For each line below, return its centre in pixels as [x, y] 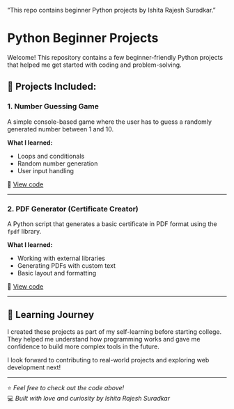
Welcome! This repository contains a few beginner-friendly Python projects [115, 57]
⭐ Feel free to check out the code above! [66, 387]
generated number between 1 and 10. [60, 129]
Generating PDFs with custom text [67, 265]
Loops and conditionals [51, 156]
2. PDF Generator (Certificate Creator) [73, 209]
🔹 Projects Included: [52, 87]
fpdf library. [24, 231]
